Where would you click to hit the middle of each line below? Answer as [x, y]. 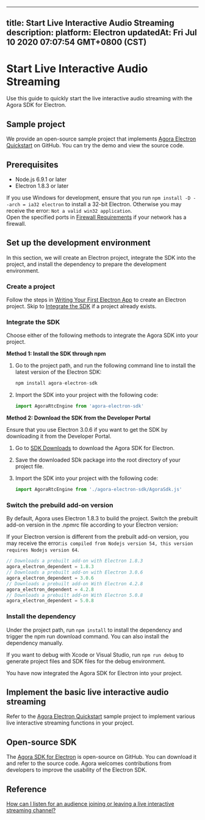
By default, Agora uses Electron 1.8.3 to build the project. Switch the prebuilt [102, 519]
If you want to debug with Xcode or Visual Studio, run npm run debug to [95, 654]
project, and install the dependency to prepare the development [86, 264]
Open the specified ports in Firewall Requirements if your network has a [96, 217]
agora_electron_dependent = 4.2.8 [50, 589]
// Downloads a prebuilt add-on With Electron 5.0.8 [75, 595]
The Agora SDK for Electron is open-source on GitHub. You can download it [102, 757]
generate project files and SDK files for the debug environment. [86, 661]
